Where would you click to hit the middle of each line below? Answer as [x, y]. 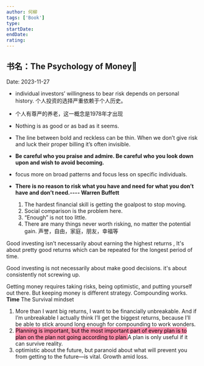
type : [13, 23]
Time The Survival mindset [40, 299]
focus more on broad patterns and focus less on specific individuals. [101, 174]
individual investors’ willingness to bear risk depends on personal [97, 93]
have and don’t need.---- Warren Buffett [67, 192]
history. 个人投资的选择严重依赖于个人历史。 [71, 101]
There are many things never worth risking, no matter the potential [107, 224]
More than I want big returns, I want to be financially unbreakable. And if [106, 311]
